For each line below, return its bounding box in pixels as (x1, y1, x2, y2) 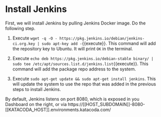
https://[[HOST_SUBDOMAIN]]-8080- (67, 101, 145, 107)
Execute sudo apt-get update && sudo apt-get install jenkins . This (12, 75, 156, 81)
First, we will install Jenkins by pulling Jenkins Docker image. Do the (5, 20, 146, 26)
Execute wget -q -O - (12, 35, 57, 41)
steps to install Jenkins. (12, 86, 61, 92)
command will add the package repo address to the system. (12, 66, 136, 72)
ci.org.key (12, 41, 35, 46)
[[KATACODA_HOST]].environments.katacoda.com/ (5, 106, 111, 112)
